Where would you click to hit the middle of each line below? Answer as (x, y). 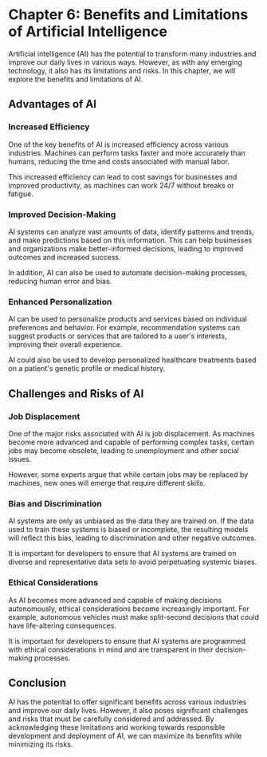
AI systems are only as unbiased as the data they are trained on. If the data (131, 521)
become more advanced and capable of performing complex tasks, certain (132, 442)
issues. (20, 459)
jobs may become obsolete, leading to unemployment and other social (124, 450)
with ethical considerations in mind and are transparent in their (111, 649)
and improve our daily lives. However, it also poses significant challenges (128, 711)
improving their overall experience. (65, 345)
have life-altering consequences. (63, 625)
